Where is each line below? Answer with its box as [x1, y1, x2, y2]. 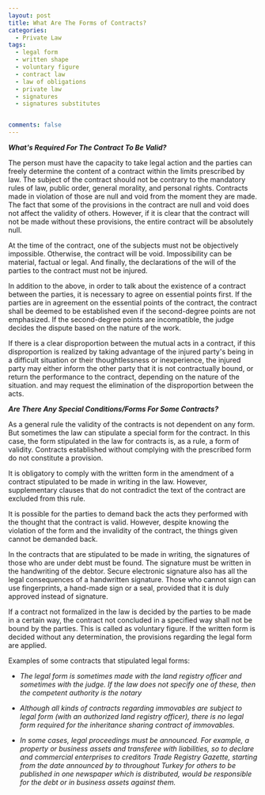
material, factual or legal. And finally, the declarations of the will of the [8, 258, 237, 267]
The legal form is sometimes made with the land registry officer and [19, 672, 242, 680]
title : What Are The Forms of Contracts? [8, 19, 147, 27]
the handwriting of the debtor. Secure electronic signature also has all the [8, 566, 248, 576]
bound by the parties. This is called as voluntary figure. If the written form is [8, 624, 256, 633]
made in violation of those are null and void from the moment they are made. [8, 191, 258, 201]
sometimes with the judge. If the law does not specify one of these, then [19, 680, 256, 689]
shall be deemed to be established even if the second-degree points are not [8, 306, 256, 316]
